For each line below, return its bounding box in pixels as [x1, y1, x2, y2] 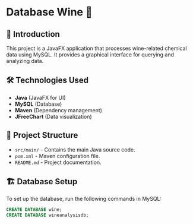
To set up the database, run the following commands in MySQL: [6, 195, 162, 203]
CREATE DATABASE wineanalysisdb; [6, 212, 89, 219]
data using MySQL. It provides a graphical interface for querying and [6, 51, 174, 58]
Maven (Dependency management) [14, 106, 103, 113]
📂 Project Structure [6, 130, 78, 140]
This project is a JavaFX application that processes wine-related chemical [6, 45, 187, 52]
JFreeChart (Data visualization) [14, 113, 92, 120]
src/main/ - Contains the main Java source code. [14, 146, 135, 153]
